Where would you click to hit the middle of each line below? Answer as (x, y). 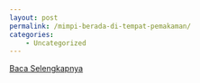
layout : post (34, 18)
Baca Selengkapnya (46, 69)
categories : (32, 34)
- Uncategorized (56, 43)
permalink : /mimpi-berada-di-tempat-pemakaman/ (100, 26)
